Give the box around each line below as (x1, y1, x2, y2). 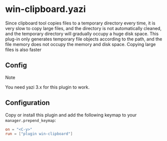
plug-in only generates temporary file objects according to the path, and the (5, 36, 162, 42)
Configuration (5, 98, 50, 107)
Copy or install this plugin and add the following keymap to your (5, 111, 137, 118)
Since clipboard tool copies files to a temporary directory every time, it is (5, 20, 155, 26)
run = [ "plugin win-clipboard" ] (5, 131, 73, 136)
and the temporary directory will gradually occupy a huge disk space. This (5, 30, 159, 36)
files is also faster (5, 46, 42, 52)
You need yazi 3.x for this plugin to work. (5, 84, 90, 90)
